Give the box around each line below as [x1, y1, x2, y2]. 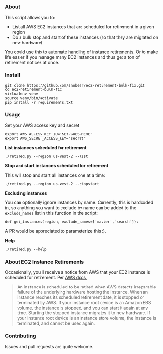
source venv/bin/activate [5, 95, 58, 101]
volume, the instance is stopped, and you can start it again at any [17, 305, 148, 311]
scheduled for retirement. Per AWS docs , [5, 275, 87, 281]
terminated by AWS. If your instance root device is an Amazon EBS [17, 300, 151, 306]
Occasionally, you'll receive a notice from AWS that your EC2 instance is [5, 269, 150, 275]
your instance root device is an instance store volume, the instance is [17, 315, 157, 321]
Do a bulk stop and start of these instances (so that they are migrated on [12, 34, 159, 40]
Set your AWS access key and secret [5, 122, 80, 128]
